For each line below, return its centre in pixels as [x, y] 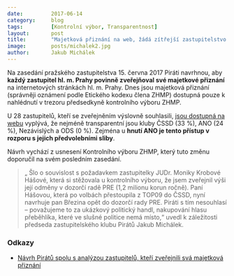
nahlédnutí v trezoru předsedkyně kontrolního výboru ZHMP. [94, 102]
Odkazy [21, 242]
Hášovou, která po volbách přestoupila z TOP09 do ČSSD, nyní [115, 195]
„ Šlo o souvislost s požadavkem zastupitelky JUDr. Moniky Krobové [123, 173]
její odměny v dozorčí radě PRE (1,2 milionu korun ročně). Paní [114, 187]
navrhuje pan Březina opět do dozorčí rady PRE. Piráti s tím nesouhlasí [125, 202]
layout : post [36, 33]
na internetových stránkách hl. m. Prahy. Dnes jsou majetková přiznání [108, 87]
